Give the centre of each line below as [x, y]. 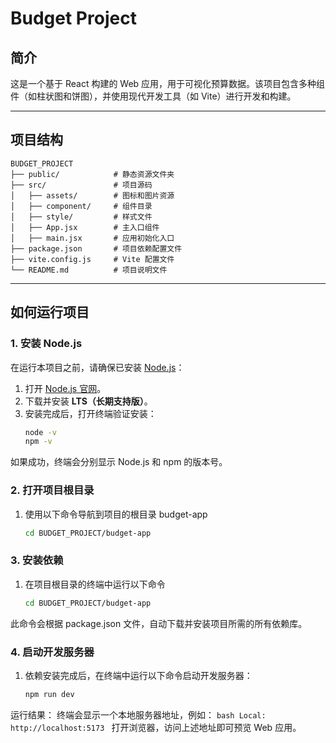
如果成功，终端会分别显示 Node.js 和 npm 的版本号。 [119, 462]
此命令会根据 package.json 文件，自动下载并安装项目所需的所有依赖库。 [159, 623]
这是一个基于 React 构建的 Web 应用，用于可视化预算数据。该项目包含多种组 [168, 83]
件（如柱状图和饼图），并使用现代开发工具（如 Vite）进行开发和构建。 [153, 96]
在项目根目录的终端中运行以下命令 [95, 584]
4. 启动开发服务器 [52, 652]
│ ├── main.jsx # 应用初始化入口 [92, 238]
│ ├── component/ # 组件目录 [81, 206]
